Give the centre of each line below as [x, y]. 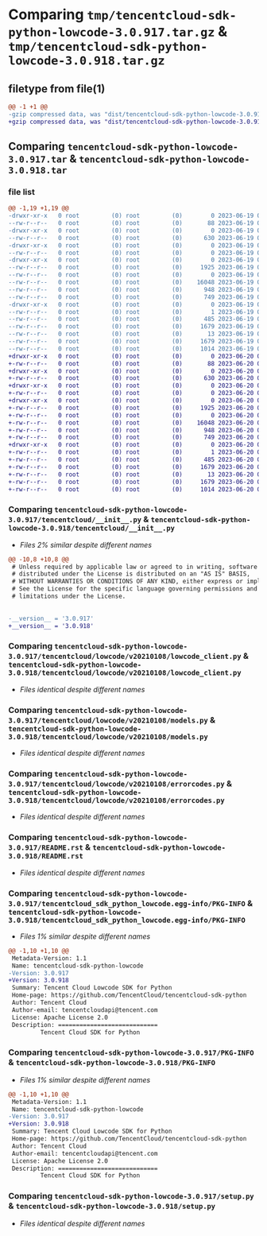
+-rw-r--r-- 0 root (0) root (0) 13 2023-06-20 [131, 475]
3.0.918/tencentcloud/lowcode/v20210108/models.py [108, 736]
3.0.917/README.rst [46, 848]
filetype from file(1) [57, 89]
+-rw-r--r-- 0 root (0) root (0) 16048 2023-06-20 [131, 423]
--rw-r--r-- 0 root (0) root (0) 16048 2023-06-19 [131, 283]
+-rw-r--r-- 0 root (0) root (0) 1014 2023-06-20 [131, 489]
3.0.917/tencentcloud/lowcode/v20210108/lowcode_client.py [125, 657]
